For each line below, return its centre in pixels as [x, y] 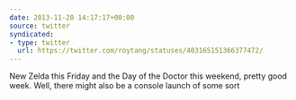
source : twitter [40, 26]
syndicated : [31, 34]
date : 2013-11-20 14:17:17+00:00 [72, 17]
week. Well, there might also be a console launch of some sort [125, 86]
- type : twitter [40, 42]
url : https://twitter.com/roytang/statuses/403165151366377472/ [140, 51]
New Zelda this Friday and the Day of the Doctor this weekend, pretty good [148, 76]
